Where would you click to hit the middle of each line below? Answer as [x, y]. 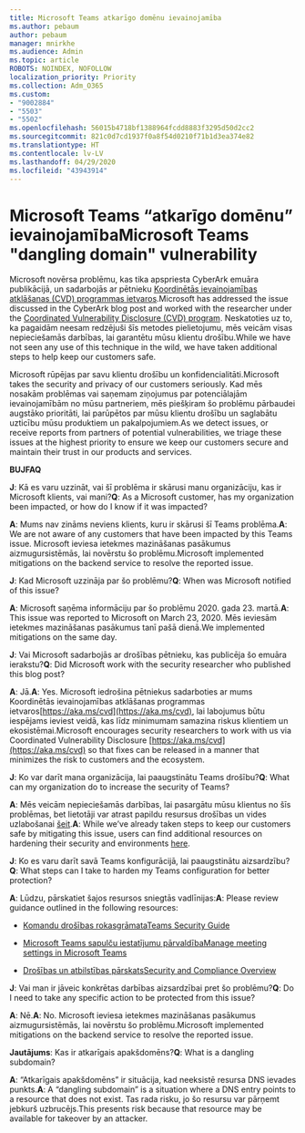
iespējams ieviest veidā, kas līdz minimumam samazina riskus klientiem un [149, 721]
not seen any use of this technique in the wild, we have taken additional [143, 347]
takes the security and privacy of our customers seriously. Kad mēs [136, 385]
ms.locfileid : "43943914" [58, 170]
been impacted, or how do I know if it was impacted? [108, 507]
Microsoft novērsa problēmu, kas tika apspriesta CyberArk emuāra [134, 280]
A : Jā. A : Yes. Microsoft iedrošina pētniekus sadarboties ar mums [131, 692]
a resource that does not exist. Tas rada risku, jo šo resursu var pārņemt [145, 1099]
